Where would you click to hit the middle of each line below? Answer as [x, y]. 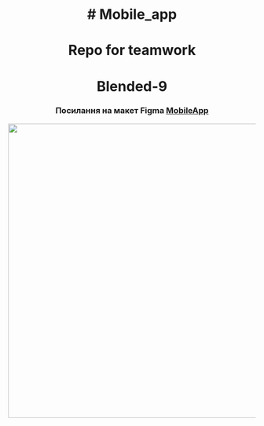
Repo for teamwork [132, 51]
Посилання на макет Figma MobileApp [132, 111]
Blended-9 [132, 86]
